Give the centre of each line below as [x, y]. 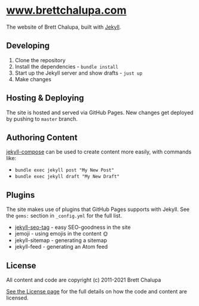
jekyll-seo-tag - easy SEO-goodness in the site [73, 227]
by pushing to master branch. [42, 119]
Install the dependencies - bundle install [66, 66]
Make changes [33, 79]
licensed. [17, 298]
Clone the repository [40, 60]
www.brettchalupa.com [66, 10]
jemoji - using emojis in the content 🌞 [62, 234]
